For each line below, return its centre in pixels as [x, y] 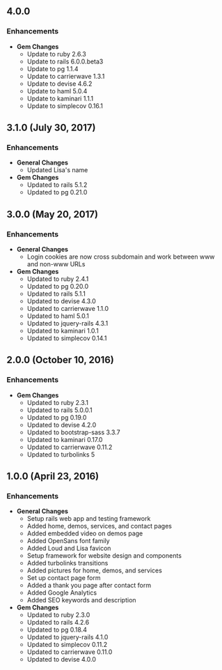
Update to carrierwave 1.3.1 [66, 76]
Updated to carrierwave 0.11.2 [70, 447]
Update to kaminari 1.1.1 [60, 98]
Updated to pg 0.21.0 [57, 192]
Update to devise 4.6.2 [60, 84]
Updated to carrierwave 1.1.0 [68, 309]
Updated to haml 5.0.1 [58, 316]
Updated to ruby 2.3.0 [58, 615]
